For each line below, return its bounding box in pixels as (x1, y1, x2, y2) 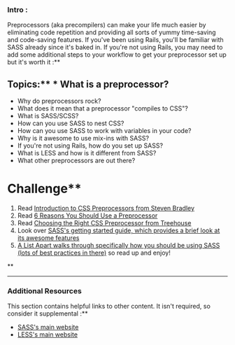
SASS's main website (17, 323, 79, 332)
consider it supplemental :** (7, 309, 89, 318)
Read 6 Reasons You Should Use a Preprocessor (17, 211, 158, 220)
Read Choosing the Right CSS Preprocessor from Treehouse (17, 219, 192, 227)
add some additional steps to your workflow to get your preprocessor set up (7, 50, 227, 59)
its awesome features (17, 234, 80, 242)
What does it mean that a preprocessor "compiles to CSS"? (17, 104, 189, 113)
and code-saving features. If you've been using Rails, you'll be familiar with (7, 36, 224, 44)
